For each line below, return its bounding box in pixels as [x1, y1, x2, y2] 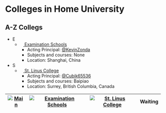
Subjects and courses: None [27, 52, 85, 58]
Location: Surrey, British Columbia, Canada [27, 83, 115, 89]
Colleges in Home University [5, 3, 124, 15]
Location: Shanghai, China [27, 57, 81, 63]
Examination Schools [24, 41, 67, 47]
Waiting [140, 98, 159, 105]
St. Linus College [24, 68, 59, 74]
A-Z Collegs [5, 23, 43, 32]
